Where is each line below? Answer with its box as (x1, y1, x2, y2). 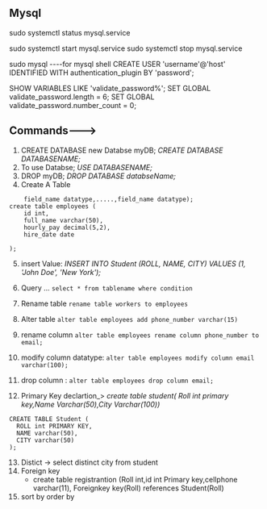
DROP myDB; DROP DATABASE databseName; (20, 171, 177, 181)
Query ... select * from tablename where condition (20, 282, 193, 293)
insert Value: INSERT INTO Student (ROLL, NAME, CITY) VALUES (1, (20, 258, 246, 269)
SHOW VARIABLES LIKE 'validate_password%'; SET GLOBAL (9, 83, 211, 93)
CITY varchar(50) (16, 436, 75, 444)
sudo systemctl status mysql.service (9, 27, 131, 37)
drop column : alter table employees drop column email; (20, 375, 215, 385)
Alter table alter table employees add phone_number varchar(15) (20, 314, 239, 323)
